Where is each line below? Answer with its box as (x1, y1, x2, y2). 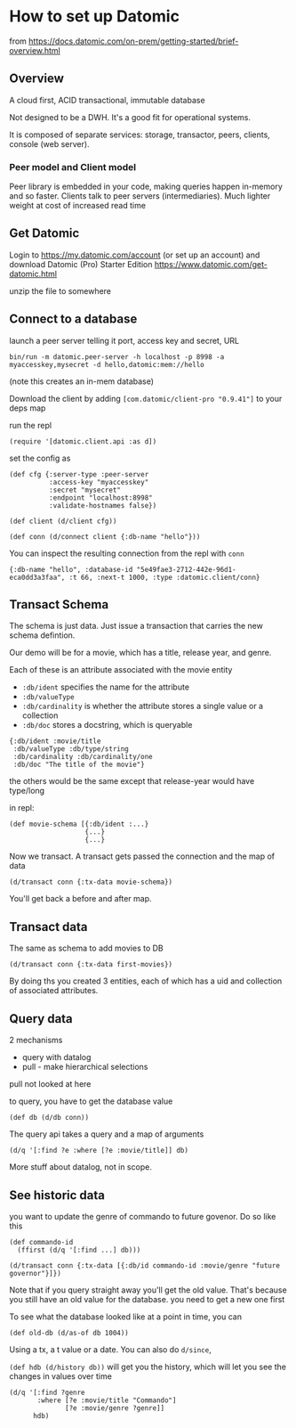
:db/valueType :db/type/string (12, 745, 129, 754)
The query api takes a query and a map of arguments (9, 1129, 204, 1139)
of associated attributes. (9, 985, 99, 996)
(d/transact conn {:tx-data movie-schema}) (9, 877, 173, 887)
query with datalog (21, 1052, 92, 1063)
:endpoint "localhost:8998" (48, 493, 153, 502)
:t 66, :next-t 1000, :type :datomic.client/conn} (68, 573, 260, 582)
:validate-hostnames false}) (48, 501, 157, 510)
